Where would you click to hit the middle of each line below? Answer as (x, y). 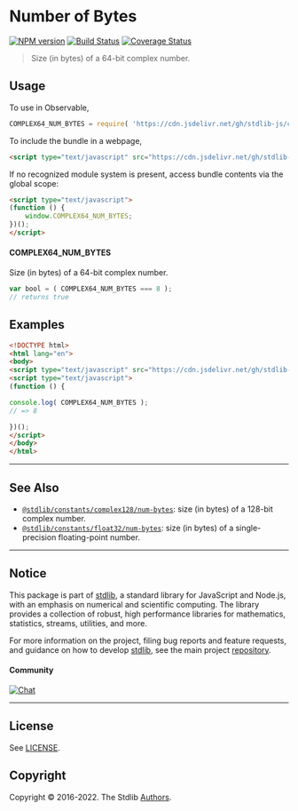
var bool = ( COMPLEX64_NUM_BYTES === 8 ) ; (91, 289)
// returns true (39, 297)
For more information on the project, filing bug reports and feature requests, (148, 640)
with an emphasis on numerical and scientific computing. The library (134, 604)
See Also (34, 487)
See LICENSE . (35, 747)
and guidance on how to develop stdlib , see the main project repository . (141, 649)
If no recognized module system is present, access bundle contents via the (146, 174)
